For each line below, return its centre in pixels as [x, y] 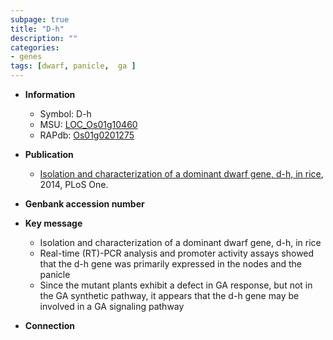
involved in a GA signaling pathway [112, 306]
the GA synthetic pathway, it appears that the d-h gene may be [169, 295]
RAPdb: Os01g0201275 [87, 135]
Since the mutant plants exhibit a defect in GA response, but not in [176, 285]
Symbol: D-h [65, 114]
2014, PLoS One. [74, 184]
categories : [35, 47]
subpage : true [40, 19]
